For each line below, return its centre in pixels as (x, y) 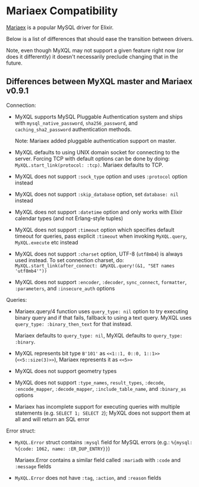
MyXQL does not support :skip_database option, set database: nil (97, 194)
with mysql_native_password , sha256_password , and (76, 123)
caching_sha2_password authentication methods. (73, 129)
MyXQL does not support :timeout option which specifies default (94, 230)
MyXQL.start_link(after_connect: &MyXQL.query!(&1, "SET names (95, 266)
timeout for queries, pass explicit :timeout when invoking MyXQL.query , (101, 236)
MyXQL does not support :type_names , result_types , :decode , (90, 382)
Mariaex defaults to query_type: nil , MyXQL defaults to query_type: (99, 335)
